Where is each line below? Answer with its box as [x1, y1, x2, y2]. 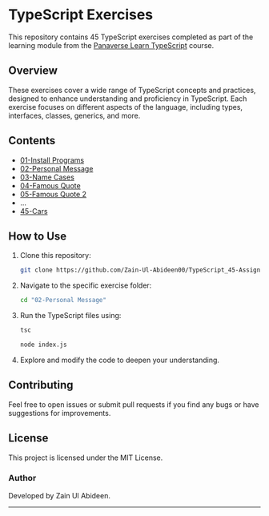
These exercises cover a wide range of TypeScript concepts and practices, [8, 85, 256, 95]
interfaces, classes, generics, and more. [8, 111, 141, 120]
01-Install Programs [19, 155, 85, 165]
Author [8, 473, 37, 484]
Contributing [8, 378, 74, 392]
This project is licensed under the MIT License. [8, 453, 163, 462]
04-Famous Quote [19, 180, 82, 190]
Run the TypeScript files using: [19, 311, 122, 320]
